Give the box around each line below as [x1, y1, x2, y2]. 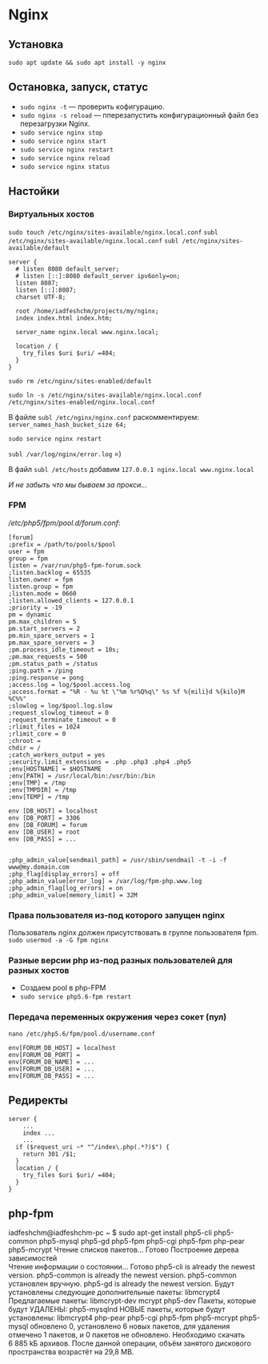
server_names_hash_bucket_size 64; [8, 421, 127, 429]
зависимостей [8, 1253, 58, 1263]
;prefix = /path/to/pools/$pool [8, 540, 116, 548]
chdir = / [8, 744, 42, 752]
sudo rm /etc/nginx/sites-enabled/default [8, 377, 152, 385]
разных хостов [8, 965, 70, 976]
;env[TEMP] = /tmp [8, 793, 70, 801]
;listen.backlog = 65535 [8, 568, 91, 576]
